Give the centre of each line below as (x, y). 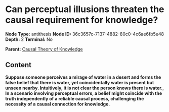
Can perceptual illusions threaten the (85, 9)
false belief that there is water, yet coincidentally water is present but (80, 82)
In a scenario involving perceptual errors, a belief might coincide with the (84, 93)
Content (18, 65)
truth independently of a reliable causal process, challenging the (75, 98)
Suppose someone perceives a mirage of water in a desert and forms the (83, 77)
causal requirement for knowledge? (82, 20)
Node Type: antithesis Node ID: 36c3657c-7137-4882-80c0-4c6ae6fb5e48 (85, 34)
